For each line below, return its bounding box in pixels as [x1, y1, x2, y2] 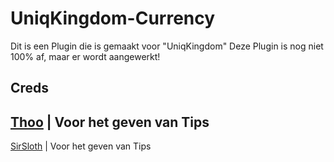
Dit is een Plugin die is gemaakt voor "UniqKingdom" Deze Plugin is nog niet [10, 40, 324, 52]
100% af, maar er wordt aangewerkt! [10, 50, 161, 62]
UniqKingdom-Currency [10, 7, 216, 30]
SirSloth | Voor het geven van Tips [10, 140, 152, 152]
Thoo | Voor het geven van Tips [10, 113, 210, 131]
